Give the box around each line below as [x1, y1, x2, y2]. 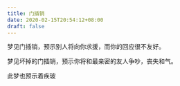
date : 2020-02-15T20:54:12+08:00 [7, 17, 104, 23]
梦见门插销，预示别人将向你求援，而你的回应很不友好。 [7, 43, 165, 51]
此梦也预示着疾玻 [7, 72, 56, 80]
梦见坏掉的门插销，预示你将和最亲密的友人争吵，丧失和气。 [7, 57, 177, 65]
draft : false [7, 23, 45, 30]
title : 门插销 [7, 10, 45, 17]
